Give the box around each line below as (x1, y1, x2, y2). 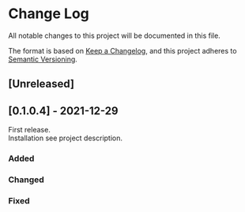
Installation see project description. (8, 133, 123, 143)
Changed (8, 174, 45, 185)
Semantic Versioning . (8, 54, 77, 64)
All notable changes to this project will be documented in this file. (8, 31, 221, 40)
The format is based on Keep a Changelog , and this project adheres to (8, 46, 237, 55)
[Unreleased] (8, 77, 75, 91)
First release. (8, 125, 51, 135)
